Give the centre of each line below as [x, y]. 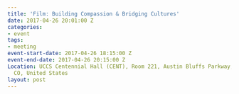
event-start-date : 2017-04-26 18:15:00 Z [70, 54]
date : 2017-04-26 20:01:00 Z [51, 20]
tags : [15, 40]
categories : [25, 27]
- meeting [22, 47]
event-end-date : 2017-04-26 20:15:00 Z [67, 60]
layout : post [27, 80]
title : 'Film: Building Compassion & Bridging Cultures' [94, 14]
